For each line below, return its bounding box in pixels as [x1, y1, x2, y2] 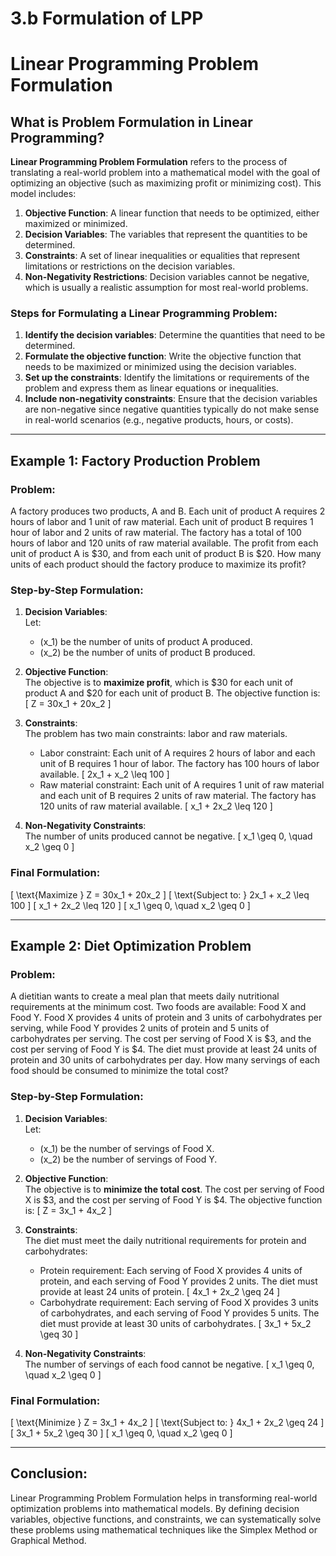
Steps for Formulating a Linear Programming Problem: [10, 307, 278, 321]
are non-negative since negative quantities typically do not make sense [24, 403, 320, 416]
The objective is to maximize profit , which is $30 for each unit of [24, 677, 294, 689]
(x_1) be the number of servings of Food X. [39, 1142, 215, 1154]
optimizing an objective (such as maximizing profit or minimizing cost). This [10, 177, 322, 189]
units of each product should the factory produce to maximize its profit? [10, 558, 307, 571]
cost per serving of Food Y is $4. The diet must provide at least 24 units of [10, 1043, 318, 1056]
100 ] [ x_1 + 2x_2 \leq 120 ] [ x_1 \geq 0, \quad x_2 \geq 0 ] [10, 899, 251, 911]
